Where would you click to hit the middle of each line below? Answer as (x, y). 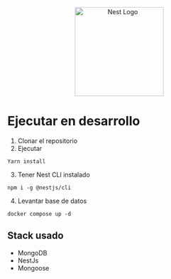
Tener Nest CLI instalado (54, 174)
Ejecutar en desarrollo (74, 121)
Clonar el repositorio (48, 141)
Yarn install (27, 161)
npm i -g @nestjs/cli (39, 188)
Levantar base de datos (52, 201)
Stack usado (35, 236)
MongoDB (32, 253)
